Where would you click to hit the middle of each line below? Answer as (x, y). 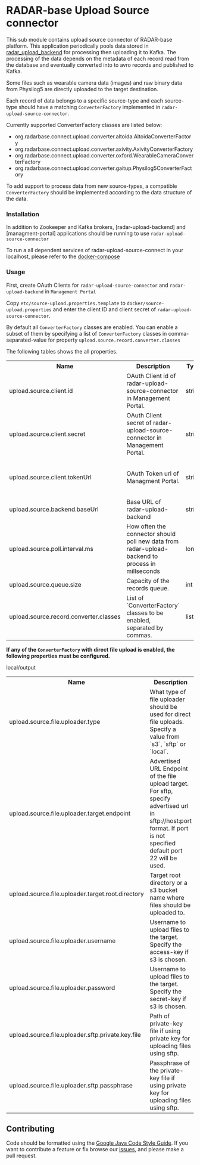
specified (163, 843)
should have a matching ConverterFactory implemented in (90, 107)
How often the (146, 526)
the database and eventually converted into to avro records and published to (100, 65)
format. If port (169, 828)
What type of (168, 692)
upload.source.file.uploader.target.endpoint (70, 813)
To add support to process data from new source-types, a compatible (92, 186)
